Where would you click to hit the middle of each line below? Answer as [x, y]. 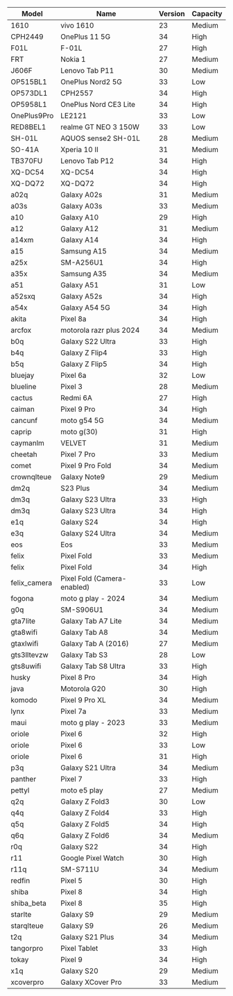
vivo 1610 [77, 25]
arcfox [21, 330]
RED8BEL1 [28, 127]
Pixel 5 [71, 880]
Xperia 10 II [79, 150]
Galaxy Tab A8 [84, 632]
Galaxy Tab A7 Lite [91, 621]
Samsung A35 [84, 274]
